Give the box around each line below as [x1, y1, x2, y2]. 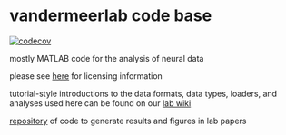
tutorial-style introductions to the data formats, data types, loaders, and [9, 88, 278, 99]
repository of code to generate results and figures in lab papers [9, 115, 247, 126]
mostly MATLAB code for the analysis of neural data [9, 53, 204, 63]
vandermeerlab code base [9, 5, 212, 26]
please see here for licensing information [9, 70, 163, 82]
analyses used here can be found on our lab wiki [9, 97, 192, 109]
